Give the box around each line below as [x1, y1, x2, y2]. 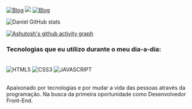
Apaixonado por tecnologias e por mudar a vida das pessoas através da [6, 84, 186, 91]
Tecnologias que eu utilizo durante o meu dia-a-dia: [6, 45, 162, 53]
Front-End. [6, 97, 33, 104]
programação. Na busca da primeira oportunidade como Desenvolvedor [6, 90, 187, 97]
